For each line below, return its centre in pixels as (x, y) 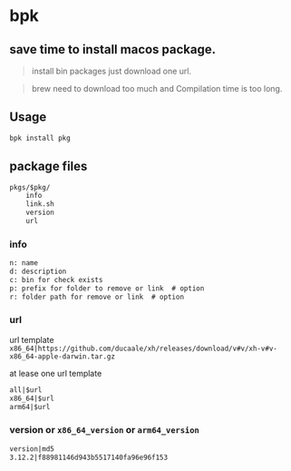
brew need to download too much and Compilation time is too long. (157, 88)
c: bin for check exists (56, 280)
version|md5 (32, 449)
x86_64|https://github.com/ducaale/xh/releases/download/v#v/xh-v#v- (144, 348)
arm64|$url (30, 407)
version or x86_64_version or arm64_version (104, 430)
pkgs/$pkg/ (30, 187)
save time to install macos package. (113, 49)
